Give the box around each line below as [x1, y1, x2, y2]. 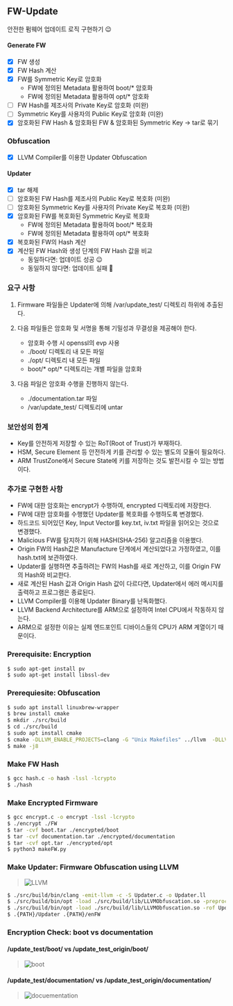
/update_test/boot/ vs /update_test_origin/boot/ [7, 945, 149, 953]
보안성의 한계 [7, 422, 49, 432]
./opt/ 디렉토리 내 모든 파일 [27, 356, 101, 364]
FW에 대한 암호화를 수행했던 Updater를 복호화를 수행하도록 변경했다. [17, 510, 204, 519]
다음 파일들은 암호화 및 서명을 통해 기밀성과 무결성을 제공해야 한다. [17, 323, 197, 332]
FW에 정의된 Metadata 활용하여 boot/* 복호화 [27, 220, 153, 229]
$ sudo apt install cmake [7, 730, 82, 737]
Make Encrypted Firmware [7, 797, 98, 807]
